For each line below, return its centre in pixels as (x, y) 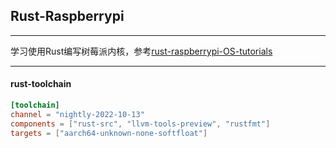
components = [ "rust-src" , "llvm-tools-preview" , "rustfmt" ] (140, 124)
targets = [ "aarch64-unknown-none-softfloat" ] (109, 133)
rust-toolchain (41, 84)
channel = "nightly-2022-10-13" (77, 114)
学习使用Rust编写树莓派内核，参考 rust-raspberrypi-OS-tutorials (141, 51)
